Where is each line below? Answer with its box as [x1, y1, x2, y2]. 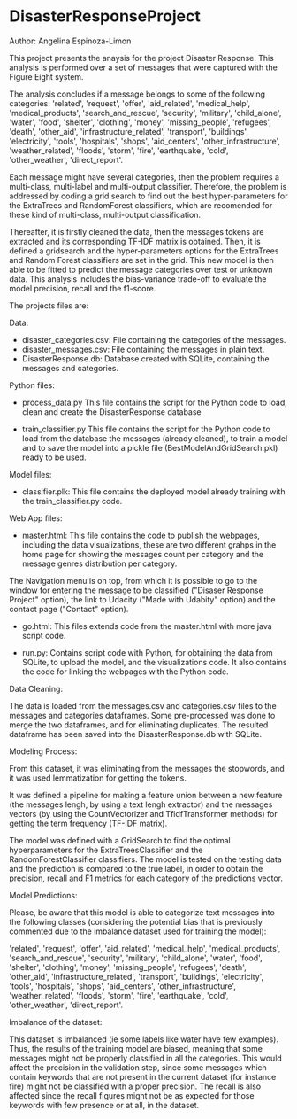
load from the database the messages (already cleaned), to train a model [21, 432, 288, 444]
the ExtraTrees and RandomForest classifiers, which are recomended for [9, 199, 273, 210]
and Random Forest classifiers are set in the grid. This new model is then [9, 254, 274, 265]
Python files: [9, 379, 56, 391]
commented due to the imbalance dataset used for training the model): [9, 926, 267, 936]
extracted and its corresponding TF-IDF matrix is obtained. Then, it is [9, 236, 261, 246]
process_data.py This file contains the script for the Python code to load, [21, 397, 287, 408]
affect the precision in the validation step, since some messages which [9, 1061, 267, 1073]
